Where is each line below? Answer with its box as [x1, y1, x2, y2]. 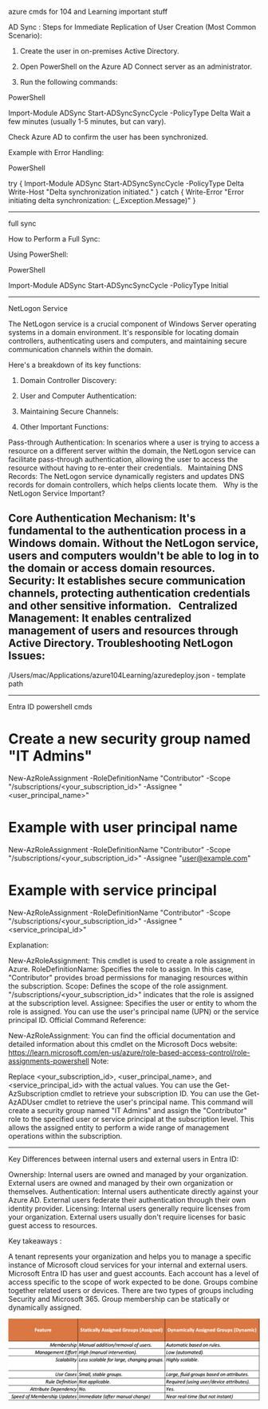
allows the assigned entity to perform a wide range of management [8, 1123, 230, 1132]
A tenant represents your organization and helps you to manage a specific [8, 1251, 252, 1261]
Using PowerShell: [8, 249, 69, 259]
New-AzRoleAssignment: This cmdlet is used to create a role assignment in [8, 956, 255, 965]
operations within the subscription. [8, 1131, 123, 1140]
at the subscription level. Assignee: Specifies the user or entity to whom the [8, 998, 258, 1008]
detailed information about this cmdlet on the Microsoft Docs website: [8, 1039, 238, 1048]
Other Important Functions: [19, 422, 109, 431]
